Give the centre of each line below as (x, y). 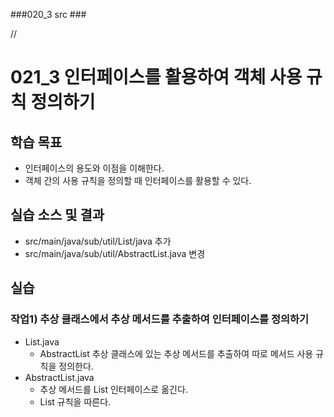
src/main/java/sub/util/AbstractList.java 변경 (115, 253)
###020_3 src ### (48, 14)
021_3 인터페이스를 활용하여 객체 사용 (156, 77)
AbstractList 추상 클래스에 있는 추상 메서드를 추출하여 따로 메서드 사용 (176, 353)
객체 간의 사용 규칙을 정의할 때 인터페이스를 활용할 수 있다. (138, 180)
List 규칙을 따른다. (75, 401)
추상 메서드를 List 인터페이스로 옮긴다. (113, 389)
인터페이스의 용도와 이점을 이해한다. (94, 168)
